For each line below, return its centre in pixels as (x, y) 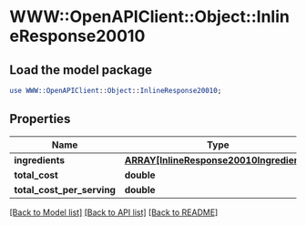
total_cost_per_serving (65, 190)
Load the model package (81, 70)
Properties (40, 119)
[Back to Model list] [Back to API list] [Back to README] (114, 212)
